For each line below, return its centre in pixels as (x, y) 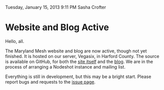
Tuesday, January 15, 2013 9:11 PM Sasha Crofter (56, 7)
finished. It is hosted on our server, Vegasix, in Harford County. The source (82, 56)
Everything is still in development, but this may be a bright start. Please (78, 76)
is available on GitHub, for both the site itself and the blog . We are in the (79, 61)
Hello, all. (15, 41)
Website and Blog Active (57, 27)
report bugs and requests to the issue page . (50, 81)
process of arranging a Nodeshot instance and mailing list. (65, 66)
